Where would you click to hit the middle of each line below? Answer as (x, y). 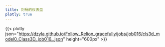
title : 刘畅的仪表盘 (24, 10)
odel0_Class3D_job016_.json (34, 39)
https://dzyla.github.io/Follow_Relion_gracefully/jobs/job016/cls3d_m (89, 34)
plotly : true (19, 14)
